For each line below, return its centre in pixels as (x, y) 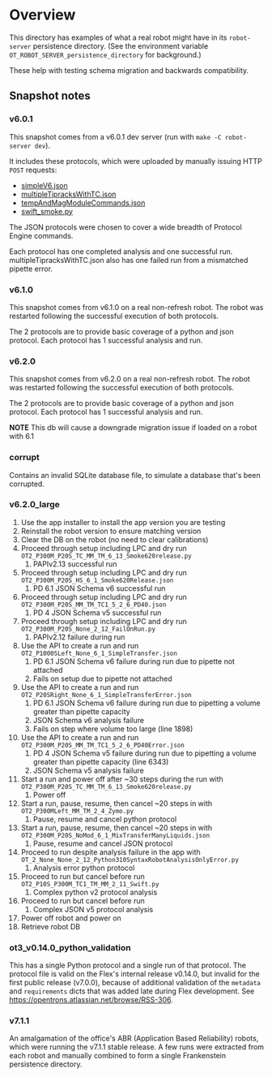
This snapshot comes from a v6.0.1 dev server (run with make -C (115, 136)
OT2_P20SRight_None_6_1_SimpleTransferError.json (106, 695)
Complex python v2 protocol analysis (95, 892)
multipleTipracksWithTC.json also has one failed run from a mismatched (129, 260)
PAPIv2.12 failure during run (79, 637)
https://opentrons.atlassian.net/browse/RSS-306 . (91, 1000)
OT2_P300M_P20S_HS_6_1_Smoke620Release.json (97, 580)
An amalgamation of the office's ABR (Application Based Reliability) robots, (134, 1038)
